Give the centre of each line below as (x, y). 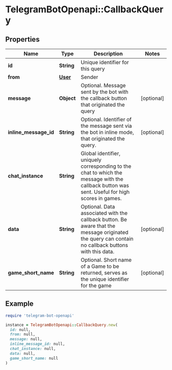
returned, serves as (104, 273)
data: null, (23, 353)
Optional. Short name (106, 260)
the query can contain (107, 239)
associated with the (104, 213)
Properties (23, 39)
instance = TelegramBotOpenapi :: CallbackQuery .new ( (61, 325)
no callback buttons (104, 245)
